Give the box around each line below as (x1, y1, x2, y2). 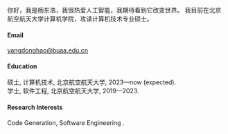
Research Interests (7, 103, 63, 111)
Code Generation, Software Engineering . (7, 118, 125, 126)
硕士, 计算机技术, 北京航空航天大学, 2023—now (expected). (7, 78, 177, 86)
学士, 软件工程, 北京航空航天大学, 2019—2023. (7, 87, 139, 95)
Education (7, 61, 37, 70)
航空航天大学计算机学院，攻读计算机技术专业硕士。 (7, 15, 153, 23)
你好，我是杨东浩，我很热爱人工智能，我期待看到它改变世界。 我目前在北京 (7, 6, 222, 14)
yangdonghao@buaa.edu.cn (7, 46, 89, 55)
